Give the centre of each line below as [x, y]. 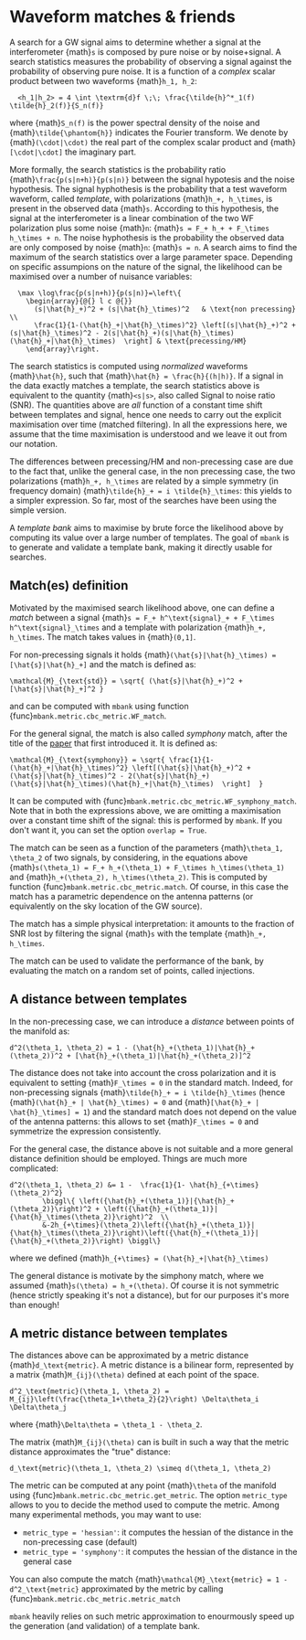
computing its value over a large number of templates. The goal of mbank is [149, 538]
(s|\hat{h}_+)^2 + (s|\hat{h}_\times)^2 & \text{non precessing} [165, 309]
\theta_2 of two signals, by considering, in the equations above [129, 857]
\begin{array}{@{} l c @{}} [79, 301]
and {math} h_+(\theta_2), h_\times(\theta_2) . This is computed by [138, 877]
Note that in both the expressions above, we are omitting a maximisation [145, 810]
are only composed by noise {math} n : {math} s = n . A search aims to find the [153, 247]
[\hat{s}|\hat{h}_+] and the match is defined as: [103, 664]
